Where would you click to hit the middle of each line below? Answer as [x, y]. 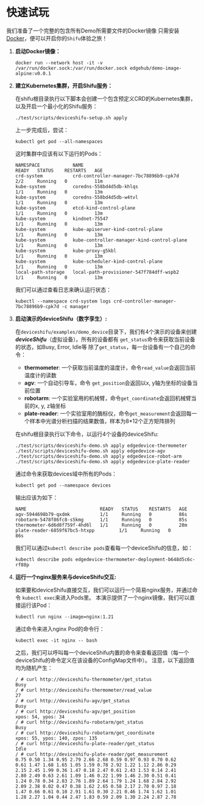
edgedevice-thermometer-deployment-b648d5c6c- [135, 559]
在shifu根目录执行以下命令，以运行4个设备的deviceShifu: [87, 434]
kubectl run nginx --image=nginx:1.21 [64, 617]
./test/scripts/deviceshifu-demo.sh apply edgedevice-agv [90, 451]
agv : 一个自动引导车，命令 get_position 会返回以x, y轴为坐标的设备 [108, 383]
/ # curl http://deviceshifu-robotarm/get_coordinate [85, 733]
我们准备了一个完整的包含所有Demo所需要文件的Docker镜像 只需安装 [93, 31]
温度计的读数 [40, 375]
